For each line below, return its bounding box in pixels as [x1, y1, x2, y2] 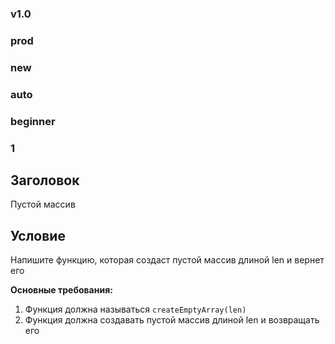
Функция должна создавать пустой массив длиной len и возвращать [24, 314, 320, 326]
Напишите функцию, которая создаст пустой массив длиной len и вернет [10, 254, 325, 266]
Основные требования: [10, 284, 113, 296]
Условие [10, 227, 66, 244]
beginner [10, 114, 56, 128]
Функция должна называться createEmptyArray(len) [24, 303, 247, 316]
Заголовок [10, 172, 80, 189]
